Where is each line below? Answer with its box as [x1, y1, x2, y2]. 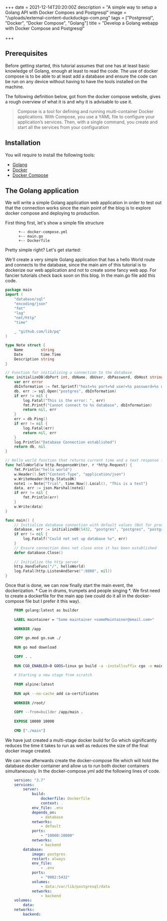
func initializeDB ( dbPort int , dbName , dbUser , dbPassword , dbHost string [5, 375, 164, 380]
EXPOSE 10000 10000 [14, 719, 55, 724]
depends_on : [31, 810, 57, 815]
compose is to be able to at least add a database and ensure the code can [5, 73, 157, 79]
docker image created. [5, 748, 52, 754]
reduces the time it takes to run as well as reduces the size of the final [5, 742, 149, 748]
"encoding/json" [14, 301, 48, 307]
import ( [5, 292, 23, 297]
